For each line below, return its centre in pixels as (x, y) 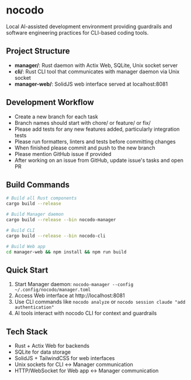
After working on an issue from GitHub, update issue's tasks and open (99, 160)
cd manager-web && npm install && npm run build (66, 252)
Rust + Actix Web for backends (52, 346)
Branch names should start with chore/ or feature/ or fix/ (82, 123)
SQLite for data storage (43, 352)
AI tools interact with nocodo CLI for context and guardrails (86, 313)
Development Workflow (50, 102)
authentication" (34, 308)
